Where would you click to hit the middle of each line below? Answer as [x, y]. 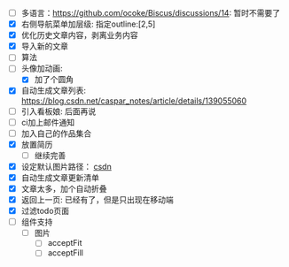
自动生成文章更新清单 [60, 177]
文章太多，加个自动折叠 [64, 188]
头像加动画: [42, 68]
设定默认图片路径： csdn [66, 166]
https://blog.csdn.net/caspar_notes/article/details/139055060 [134, 101]
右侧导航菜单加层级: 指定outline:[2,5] [88, 24]
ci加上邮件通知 [48, 122]
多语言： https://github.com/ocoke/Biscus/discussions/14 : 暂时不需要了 [151, 13]
